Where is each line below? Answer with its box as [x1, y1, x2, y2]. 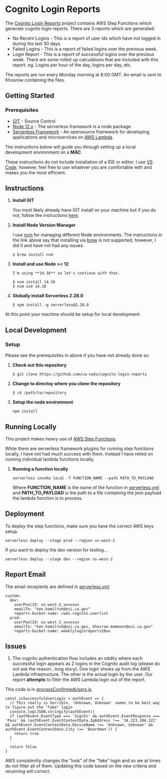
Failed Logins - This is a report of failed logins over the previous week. [12, 46, 158, 52]
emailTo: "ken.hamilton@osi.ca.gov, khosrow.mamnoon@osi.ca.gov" [14, 624, 153, 629]
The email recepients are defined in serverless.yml [5, 584, 109, 590]
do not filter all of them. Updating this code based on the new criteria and [5, 763, 156, 769]
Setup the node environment [12, 399, 73, 405]
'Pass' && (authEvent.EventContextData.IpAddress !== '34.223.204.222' [5, 718, 157, 723]
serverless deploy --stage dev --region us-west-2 [5, 557, 113, 562]
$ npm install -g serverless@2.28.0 [12, 302, 89, 307]
